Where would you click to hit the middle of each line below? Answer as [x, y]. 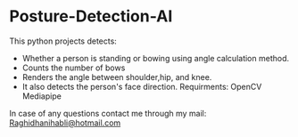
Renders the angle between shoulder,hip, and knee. [117, 77]
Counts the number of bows [74, 68]
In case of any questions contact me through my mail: [108, 113]
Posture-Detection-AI [91, 16]
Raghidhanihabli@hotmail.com [65, 123]
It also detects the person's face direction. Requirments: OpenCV [142, 86]
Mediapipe [42, 96]
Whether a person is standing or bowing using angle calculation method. [156, 58]
